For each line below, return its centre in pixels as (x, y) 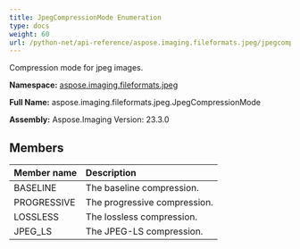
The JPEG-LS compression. (144, 231)
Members (37, 148)
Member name (46, 173)
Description (111, 173)
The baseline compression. (142, 188)
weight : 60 (29, 34)
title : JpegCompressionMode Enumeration (86, 17)
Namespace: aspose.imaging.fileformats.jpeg (94, 85)
